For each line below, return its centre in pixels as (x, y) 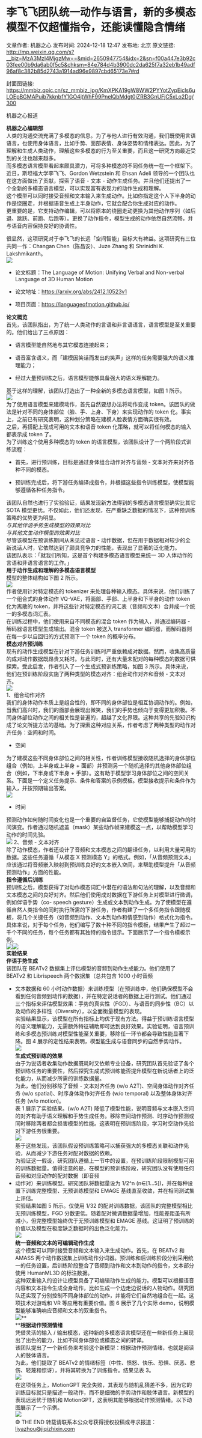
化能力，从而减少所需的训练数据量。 (60, 1078)
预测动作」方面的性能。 (35, 872)
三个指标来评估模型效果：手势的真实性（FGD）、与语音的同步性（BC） (102, 1004)
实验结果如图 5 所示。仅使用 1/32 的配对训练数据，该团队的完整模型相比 (104, 1205)
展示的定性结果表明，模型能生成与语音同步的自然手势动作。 (111, 1041)
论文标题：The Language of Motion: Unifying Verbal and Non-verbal (99, 272)
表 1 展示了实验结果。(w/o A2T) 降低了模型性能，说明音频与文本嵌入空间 (104, 1108)
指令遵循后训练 (25, 879)
